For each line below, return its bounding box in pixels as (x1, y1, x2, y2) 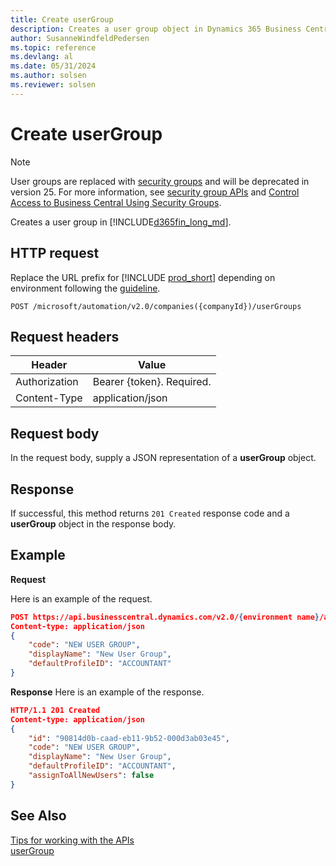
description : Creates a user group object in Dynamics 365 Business (10, 24, 302, 34)
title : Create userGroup (10, 14, 114, 25)
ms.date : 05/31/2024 (10, 61, 97, 71)
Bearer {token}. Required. (92, 375, 212, 389)
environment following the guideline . (10, 282, 161, 294)
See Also (10, 807, 67, 825)
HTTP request (10, 245, 100, 262)
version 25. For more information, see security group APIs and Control (10, 186, 300, 198)
